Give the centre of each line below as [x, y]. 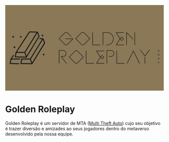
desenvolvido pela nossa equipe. [39, 134]
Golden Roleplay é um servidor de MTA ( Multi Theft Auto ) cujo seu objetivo [83, 123]
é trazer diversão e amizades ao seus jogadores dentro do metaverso [77, 128]
